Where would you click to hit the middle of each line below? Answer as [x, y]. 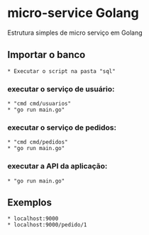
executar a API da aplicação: [57, 166]
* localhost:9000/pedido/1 [47, 225]
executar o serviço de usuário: [61, 88]
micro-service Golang [73, 13]
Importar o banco [46, 55]
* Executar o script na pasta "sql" [61, 71]
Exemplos [29, 203]
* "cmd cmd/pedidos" [38, 142]
